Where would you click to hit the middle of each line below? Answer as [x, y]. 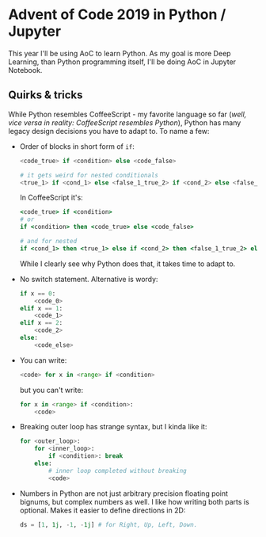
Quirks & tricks [46, 95]
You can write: [43, 360]
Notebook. [25, 70]
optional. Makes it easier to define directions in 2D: [103, 510]
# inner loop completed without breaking [118, 470]
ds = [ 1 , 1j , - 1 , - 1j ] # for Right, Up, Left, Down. [108, 524]
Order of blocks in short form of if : [77, 146]
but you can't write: [51, 390]
